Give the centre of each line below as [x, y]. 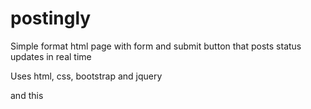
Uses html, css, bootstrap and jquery [86, 76]
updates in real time [51, 56]
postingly [51, 18]
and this [27, 95]
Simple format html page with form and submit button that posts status [156, 46]
